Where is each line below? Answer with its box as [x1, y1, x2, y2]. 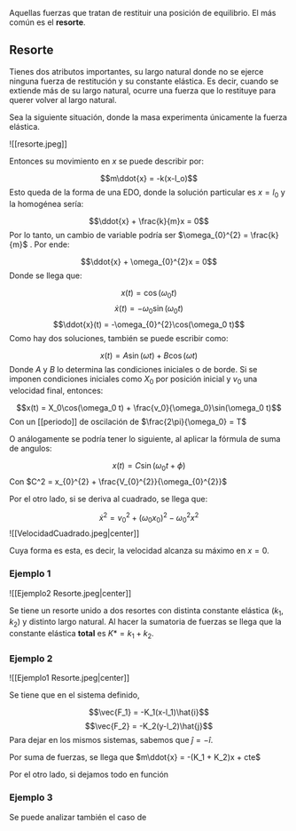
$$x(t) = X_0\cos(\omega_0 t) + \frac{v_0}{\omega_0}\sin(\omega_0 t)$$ [16, 403, 282, 412]
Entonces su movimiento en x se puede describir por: [9, 156, 204, 166]
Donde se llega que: [9, 270, 82, 281]
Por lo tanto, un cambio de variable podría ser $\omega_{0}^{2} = [9, 229, 249, 240]
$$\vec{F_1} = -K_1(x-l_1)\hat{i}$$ [88, 707, 210, 718]
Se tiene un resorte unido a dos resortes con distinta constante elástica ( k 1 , [9, 604, 284, 618]
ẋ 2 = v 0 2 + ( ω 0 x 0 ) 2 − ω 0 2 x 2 [98, 510, 199, 525]
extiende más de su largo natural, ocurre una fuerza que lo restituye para [9, 84, 277, 96]
